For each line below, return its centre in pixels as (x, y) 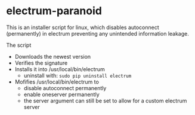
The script (19, 45)
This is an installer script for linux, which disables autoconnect (83, 27)
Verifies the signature (41, 63)
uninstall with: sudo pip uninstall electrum (78, 75)
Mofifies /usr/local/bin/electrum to (57, 82)
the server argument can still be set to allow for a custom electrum (105, 100)
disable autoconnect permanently (65, 88)
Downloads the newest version (53, 56)
